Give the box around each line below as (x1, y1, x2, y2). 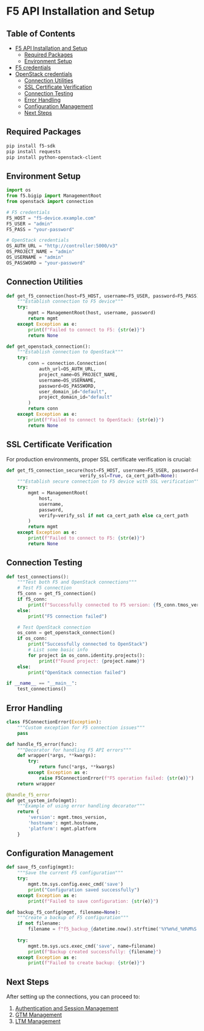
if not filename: (17, 920, 61, 926)
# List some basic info (28, 647, 88, 653)
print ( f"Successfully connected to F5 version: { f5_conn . (28, 602, 178, 608)
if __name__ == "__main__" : (6, 680, 78, 686)
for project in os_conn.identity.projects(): (28, 652, 146, 658)
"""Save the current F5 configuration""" (17, 870, 123, 876)
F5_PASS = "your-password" (6, 226, 75, 232)
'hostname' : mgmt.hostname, (28, 820, 99, 826)
